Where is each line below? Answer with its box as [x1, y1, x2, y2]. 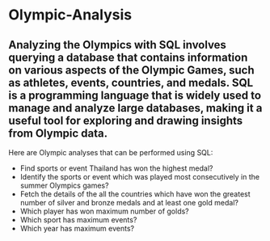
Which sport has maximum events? [19, 215, 137, 224]
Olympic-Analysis [8, 6, 133, 24]
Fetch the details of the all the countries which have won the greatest [19, 189, 251, 199]
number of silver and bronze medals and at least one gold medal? [19, 198, 238, 207]
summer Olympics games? [19, 180, 109, 190]
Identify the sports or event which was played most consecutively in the [19, 172, 260, 181]
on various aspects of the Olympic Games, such [8, 63, 255, 77]
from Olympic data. [8, 126, 108, 140]
